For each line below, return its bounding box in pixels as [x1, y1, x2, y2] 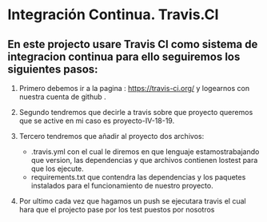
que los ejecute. [30, 164, 85, 173]
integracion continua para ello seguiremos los [7, 50, 241, 63]
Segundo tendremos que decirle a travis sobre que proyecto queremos [18, 108, 253, 117]
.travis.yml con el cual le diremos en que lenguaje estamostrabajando [30, 147, 260, 157]
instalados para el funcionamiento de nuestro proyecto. [30, 181, 213, 190]
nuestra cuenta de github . [18, 92, 107, 101]
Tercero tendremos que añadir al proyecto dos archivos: [18, 132, 205, 141]
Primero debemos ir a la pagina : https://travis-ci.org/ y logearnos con [18, 84, 249, 93]
